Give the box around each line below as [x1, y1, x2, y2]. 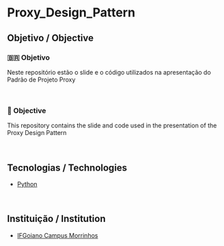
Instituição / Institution [7, 213, 106, 225]
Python [16, 180, 38, 188]
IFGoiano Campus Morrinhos [16, 231, 98, 239]
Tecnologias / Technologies [7, 162, 128, 173]
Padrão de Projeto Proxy [7, 75, 76, 84]
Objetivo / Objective [7, 32, 94, 44]
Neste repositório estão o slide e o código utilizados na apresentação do [7, 68, 212, 76]
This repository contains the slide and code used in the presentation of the [7, 121, 217, 130]
